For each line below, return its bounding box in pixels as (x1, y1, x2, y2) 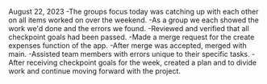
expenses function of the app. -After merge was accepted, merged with (8, 41, 248, 50)
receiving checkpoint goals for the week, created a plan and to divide (27, 58, 257, 67)
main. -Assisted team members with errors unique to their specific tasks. (8, 50, 250, 58)
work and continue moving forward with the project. (8, 66, 181, 75)
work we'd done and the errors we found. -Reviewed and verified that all (8, 24, 250, 33)
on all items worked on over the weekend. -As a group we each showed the (8, 15, 260, 25)
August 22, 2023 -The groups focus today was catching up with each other (8, 7, 259, 16)
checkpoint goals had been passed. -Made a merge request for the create (8, 32, 255, 42)
